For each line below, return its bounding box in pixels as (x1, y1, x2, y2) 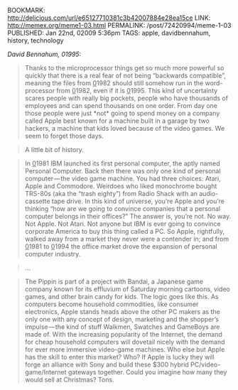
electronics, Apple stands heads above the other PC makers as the (24, 308, 220, 315)
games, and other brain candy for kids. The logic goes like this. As (24, 293, 219, 300)
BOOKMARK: (7, 6, 45, 14)
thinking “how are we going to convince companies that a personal (24, 205, 221, 212)
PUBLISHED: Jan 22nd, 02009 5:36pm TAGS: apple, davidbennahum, (7, 28, 211, 37)
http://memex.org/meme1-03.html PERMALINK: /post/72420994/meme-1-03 (7, 21, 232, 29)
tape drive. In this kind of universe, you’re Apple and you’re (51, 197, 225, 205)
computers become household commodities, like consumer (24, 300, 199, 308)
